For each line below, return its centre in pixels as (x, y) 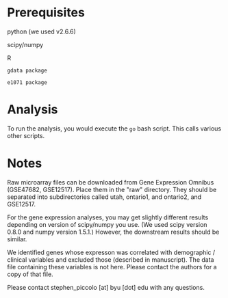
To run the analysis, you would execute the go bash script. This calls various (114, 128)
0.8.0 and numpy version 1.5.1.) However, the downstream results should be (113, 232)
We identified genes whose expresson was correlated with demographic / (111, 252)
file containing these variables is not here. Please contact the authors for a (112, 267)
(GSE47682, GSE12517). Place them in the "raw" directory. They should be (112, 189)
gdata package (27, 70)
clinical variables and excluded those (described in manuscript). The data (111, 259)
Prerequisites (46, 13)
